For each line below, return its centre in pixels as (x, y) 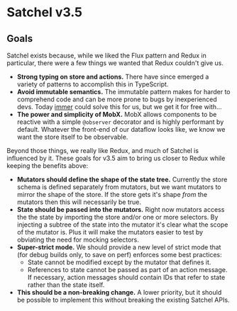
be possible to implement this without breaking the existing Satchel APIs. (123, 300)
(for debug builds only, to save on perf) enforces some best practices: (120, 255)
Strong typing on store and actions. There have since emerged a (113, 77)
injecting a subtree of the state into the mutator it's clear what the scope (122, 225)
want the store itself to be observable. (72, 137)
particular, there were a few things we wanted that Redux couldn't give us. (115, 63)
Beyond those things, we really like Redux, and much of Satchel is (103, 151)
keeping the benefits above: (48, 166)
